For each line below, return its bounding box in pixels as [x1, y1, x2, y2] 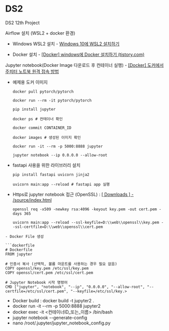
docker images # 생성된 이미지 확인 [12, 135, 81, 140]
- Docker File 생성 [5, 234, 44, 239]
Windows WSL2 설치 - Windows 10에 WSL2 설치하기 [12, 41, 120, 47]
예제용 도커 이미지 [12, 79, 48, 85]
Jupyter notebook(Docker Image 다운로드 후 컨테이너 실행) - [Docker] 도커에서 [5, 62, 164, 68]
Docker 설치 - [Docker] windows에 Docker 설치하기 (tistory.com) [12, 51, 145, 57]
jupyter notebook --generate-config [12, 314, 87, 320]
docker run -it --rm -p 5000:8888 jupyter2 [12, 303, 101, 309]
